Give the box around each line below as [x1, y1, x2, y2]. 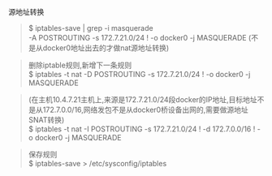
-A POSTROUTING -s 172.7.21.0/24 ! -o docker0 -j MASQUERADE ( [28, 33, 252, 42]
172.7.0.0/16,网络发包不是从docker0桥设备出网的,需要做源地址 [42, 105, 249, 114]
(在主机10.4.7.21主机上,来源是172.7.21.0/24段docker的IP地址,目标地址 [28, 95, 257, 104]
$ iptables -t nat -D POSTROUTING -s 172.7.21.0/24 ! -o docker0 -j [28, 70, 251, 79]
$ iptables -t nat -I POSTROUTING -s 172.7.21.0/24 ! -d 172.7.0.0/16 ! [28, 124, 256, 134]
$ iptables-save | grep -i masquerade [28, 24, 153, 32]
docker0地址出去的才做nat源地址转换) [42, 43, 170, 53]
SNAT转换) [28, 115, 65, 124]
